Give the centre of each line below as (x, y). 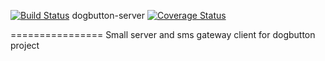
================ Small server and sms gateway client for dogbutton (163, 34)
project (25, 45)
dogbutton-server (108, 15)
